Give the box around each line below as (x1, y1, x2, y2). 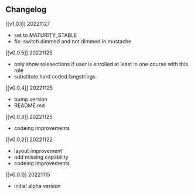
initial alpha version (13, 182, 61, 189)
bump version (13, 95, 47, 102)
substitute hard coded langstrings (13, 73, 96, 80)
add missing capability (13, 153, 69, 160)
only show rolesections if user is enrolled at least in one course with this (13, 60, 188, 67)
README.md (13, 102, 45, 109)
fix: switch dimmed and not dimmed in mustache (13, 37, 132, 45)
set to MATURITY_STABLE (13, 32, 77, 39)
